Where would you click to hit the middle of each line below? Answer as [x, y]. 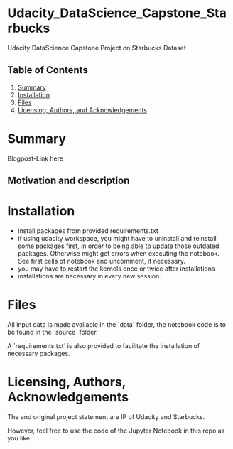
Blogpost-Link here [36, 158]
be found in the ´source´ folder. [53, 332]
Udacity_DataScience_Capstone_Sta [117, 13]
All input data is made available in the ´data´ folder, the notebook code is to [116, 324]
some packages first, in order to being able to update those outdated [118, 246]
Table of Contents [48, 70]
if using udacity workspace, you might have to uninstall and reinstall [117, 239]
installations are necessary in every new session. [90, 276]
